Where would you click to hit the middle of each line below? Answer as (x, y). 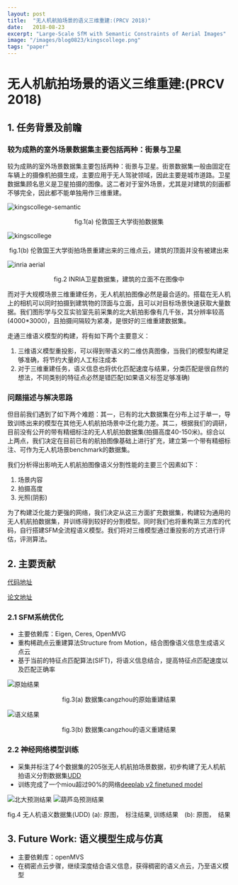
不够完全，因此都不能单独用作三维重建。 (66, 193)
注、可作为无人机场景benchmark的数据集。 (70, 450)
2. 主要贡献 (32, 564)
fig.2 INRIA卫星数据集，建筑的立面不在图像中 (119, 279)
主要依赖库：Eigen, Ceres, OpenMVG (72, 634)
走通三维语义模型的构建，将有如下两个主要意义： (79, 336)
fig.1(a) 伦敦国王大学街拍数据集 (119, 221)
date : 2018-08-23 (36, 27)
